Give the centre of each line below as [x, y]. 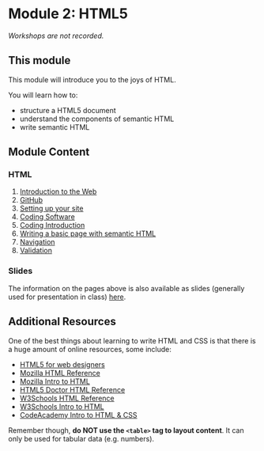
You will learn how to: [43, 95]
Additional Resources [62, 322]
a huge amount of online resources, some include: [90, 349]
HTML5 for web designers [62, 364]
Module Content [49, 152]
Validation [36, 251]
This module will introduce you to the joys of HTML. [92, 79]
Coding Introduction [52, 225]
